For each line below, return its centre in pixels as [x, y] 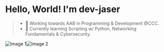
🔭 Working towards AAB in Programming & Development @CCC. [92, 23]
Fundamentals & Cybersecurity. [58, 34]
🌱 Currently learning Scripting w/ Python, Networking [81, 28]
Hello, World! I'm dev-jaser [63, 9]
